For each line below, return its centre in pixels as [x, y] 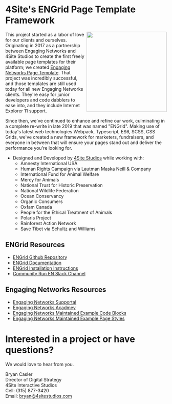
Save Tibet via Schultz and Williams [58, 229]
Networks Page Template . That [38, 72]
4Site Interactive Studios [31, 385]
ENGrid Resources [35, 245]
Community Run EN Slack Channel [49, 273]
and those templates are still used [41, 84]
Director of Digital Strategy [34, 379]
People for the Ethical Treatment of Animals [66, 212]
